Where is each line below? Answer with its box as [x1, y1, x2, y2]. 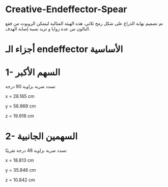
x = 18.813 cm [5, 157, 34, 163]
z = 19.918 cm [5, 113, 35, 119]
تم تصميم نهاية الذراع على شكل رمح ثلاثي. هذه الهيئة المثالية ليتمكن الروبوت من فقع [5, 20, 163, 26]
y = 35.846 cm [5, 167, 36, 173]
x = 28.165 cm [5, 93, 35, 99]
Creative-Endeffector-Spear [5, 4, 127, 15]
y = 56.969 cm [5, 103, 36, 109]
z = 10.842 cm [5, 177, 36, 183]
